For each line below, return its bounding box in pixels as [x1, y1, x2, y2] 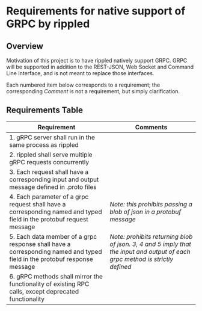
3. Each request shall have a [9, 167, 89, 176]
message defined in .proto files [9, 182, 97, 191]
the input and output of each [109, 247, 191, 256]
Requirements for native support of [6, 4, 186, 18]
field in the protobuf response [9, 254, 93, 263]
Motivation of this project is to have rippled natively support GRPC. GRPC [6, 57, 188, 64]
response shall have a [9, 239, 71, 248]
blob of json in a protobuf [109, 208, 182, 216]
